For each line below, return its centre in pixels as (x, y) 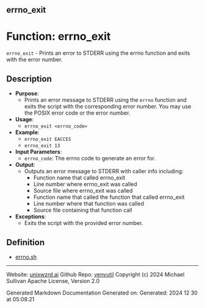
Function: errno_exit (59, 36)
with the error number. (34, 60)
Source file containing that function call (83, 210)
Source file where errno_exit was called (83, 191)
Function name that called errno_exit (79, 178)
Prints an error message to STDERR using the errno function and (106, 100)
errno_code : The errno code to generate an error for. (90, 159)
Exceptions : (31, 217)
